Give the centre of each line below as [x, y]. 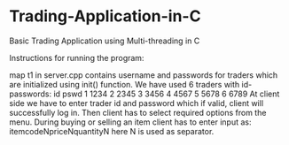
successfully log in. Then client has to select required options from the [138, 112]
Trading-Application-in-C [105, 16]
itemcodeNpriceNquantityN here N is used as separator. [112, 131]
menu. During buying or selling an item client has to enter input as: [130, 122]
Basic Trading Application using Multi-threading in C [105, 41]
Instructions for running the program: [77, 57]
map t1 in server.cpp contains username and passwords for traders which [144, 75]
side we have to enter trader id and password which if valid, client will [137, 103]
